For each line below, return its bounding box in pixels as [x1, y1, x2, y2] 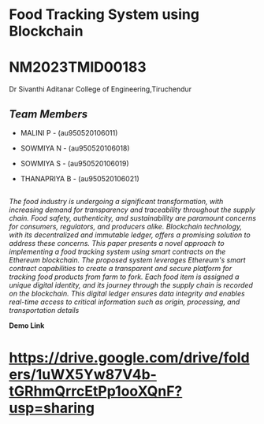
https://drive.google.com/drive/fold [9, 348, 251, 366]
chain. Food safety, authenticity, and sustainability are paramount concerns [9, 214, 257, 223]
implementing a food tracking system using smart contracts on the [9, 247, 226, 257]
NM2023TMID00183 [9, 58, 147, 76]
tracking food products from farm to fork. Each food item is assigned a [9, 272, 240, 281]
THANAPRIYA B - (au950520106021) [20, 173, 140, 183]
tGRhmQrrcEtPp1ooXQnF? [9, 382, 183, 400]
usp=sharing [9, 399, 95, 417]
